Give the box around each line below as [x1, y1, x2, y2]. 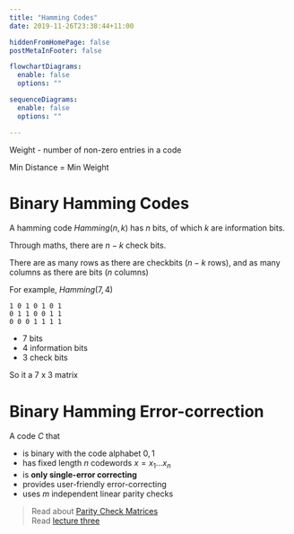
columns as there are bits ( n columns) [9, 267, 150, 278]
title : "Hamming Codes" [9, 13, 99, 22]
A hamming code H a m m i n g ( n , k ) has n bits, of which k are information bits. [9, 223, 285, 233]
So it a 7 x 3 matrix [9, 370, 79, 381]
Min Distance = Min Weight [9, 162, 109, 172]
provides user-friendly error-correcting [22, 479, 168, 490]
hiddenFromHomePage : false [9, 38, 110, 47]
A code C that [9, 431, 61, 442]
